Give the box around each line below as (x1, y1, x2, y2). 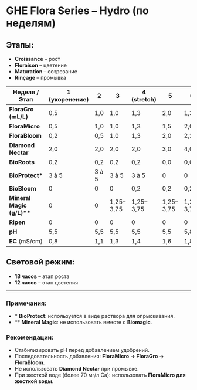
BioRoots (9, 158, 35, 166)
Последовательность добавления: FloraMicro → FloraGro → (14, 353, 164, 360)
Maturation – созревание (14, 68, 78, 74)
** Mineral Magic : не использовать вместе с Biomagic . (14, 318, 152, 326)
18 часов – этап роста (14, 273, 70, 280)
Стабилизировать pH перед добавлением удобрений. (14, 347, 150, 354)
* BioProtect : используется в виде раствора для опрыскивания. (14, 313, 175, 320)
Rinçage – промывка (14, 74, 66, 81)
